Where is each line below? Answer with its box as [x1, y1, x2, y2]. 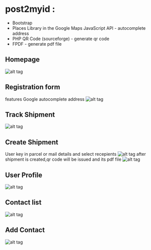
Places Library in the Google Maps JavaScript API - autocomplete [12, 25, 146, 31]
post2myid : [5, 3, 55, 15]
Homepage [5, 56, 40, 64]
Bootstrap [12, 20, 33, 26]
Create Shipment [5, 138, 58, 146]
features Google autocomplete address [5, 96, 85, 102]
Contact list [5, 198, 42, 207]
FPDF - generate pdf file [12, 41, 62, 47]
